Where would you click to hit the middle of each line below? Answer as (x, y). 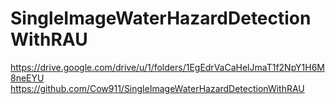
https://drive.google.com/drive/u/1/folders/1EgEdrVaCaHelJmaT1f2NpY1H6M (167, 67)
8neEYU (27, 78)
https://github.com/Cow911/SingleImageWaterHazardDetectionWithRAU (157, 88)
